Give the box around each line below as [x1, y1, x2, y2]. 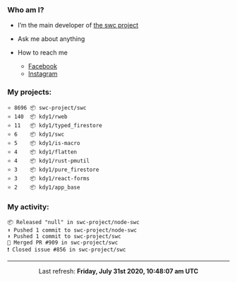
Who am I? [7, 5, 44, 15]
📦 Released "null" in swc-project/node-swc [7, 218, 140, 225]
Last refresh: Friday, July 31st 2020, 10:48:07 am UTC [38, 266, 199, 275]
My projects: [7, 87, 52, 97]
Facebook [28, 62, 58, 71]
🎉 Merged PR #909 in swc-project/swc [7, 239, 119, 246]
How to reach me [17, 48, 68, 57]
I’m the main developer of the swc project [17, 21, 139, 30]
